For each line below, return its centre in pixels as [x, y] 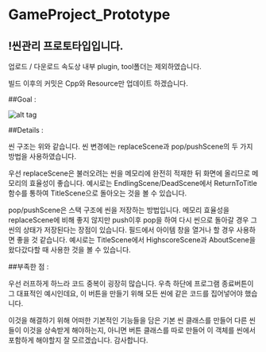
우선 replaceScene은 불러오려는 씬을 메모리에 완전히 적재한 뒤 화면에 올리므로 [129, 173]
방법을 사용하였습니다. [42, 156]
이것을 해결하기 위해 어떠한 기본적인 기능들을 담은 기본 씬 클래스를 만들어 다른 [128, 320]
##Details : [26, 130]
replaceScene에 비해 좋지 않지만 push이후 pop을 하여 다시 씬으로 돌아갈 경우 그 [133, 220]
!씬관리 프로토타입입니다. [66, 46]
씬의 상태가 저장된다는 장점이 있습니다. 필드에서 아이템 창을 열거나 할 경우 [121, 230]
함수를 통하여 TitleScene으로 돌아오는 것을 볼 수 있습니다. [98, 193]
